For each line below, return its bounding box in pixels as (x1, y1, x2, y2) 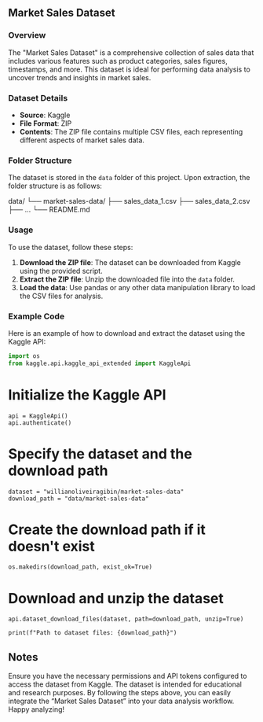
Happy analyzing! (8, 705, 65, 714)
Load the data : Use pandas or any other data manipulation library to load (19, 282, 256, 292)
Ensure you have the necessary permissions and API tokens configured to (8, 672, 247, 681)
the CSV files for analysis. (19, 291, 104, 300)
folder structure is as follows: (8, 181, 102, 191)
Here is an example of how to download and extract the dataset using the (8, 328, 246, 337)
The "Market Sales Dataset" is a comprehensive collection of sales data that (8, 47, 254, 57)
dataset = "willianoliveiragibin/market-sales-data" (8, 488, 184, 495)
